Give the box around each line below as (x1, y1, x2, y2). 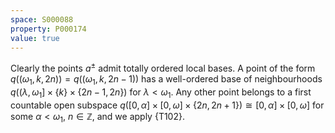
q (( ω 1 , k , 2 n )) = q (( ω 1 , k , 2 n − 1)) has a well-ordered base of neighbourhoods (10, 73, 323, 87)
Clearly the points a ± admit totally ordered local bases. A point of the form (10, 61, 316, 75)
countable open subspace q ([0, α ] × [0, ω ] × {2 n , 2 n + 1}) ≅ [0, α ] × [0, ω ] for (10, 99, 325, 111)
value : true (10, 33, 60, 43)
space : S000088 (10, 14, 74, 25)
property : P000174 (10, 24, 87, 34)
